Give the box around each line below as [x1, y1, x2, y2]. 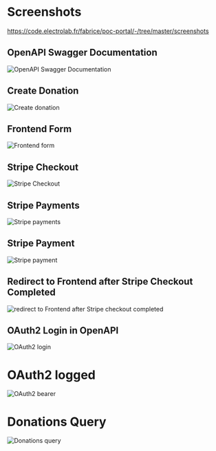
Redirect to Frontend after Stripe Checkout [7, 276, 193, 287]
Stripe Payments [7, 199, 80, 211]
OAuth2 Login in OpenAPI [7, 324, 119, 337]
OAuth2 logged [7, 367, 96, 382]
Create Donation [7, 85, 79, 97]
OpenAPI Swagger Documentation [7, 47, 158, 58]
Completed [7, 287, 56, 298]
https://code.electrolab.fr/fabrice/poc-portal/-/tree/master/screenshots [7, 27, 209, 35]
